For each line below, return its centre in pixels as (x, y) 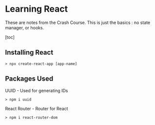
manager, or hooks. (25, 27)
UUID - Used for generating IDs (37, 90)
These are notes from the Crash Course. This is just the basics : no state (78, 22)
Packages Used (29, 79)
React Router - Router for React (37, 108)
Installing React (29, 52)
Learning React (37, 9)
